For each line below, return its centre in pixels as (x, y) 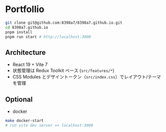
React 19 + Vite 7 (30, 64)
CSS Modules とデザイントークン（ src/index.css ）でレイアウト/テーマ (87, 77)
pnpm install (19, 32)
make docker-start (24, 121)
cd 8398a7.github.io (27, 27)
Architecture (26, 52)
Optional (19, 99)
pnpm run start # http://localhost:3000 (48, 37)
